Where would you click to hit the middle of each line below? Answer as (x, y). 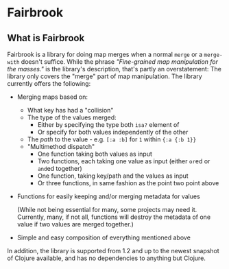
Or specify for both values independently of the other (113, 132)
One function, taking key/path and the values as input (113, 176)
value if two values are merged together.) (75, 224)
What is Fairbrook (46, 38)
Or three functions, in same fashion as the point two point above (128, 183)
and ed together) (60, 168)
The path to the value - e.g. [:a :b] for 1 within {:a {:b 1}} (112, 139)
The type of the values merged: (72, 117)
